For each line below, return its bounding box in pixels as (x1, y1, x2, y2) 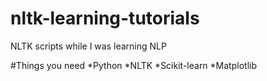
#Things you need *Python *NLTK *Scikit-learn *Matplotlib (10, 59, 257, 71)
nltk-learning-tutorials (10, 7, 200, 30)
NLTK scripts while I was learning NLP (10, 40, 167, 52)
